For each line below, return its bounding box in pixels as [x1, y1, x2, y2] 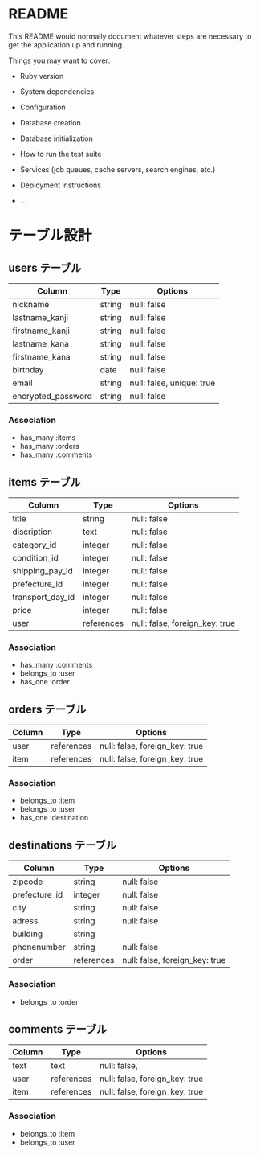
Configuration [19, 102, 66, 112]
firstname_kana [12, 351, 71, 362]
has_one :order [19, 677, 70, 687]
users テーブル [8, 261, 82, 274]
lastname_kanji [12, 311, 69, 323]
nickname [12, 298, 50, 310]
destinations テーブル [8, 838, 116, 852]
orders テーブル [8, 702, 87, 716]
